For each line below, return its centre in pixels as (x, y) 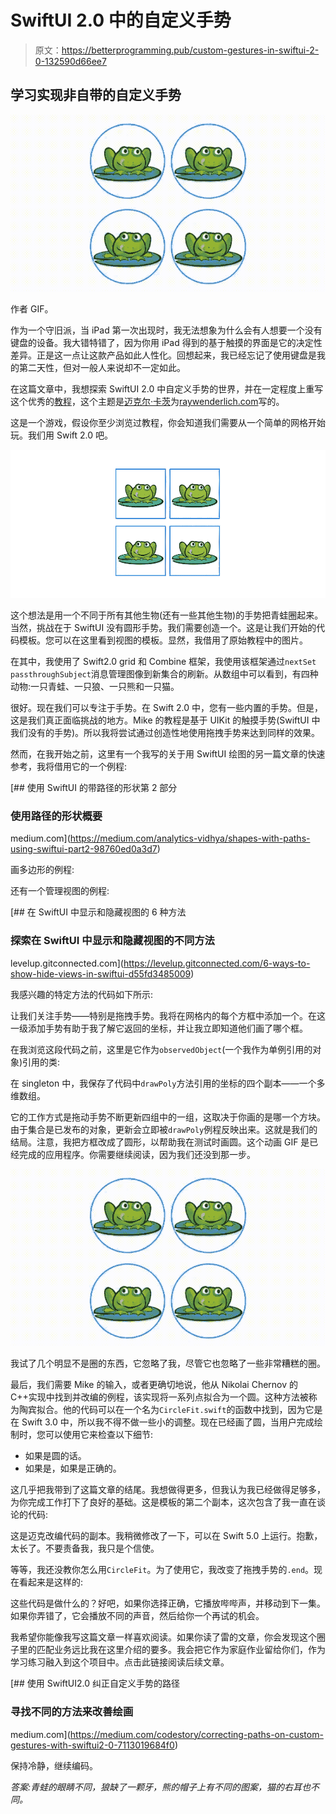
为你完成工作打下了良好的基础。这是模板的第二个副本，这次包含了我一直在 (163, 1502)
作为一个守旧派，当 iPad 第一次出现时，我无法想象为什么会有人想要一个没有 (166, 330)
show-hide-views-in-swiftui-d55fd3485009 (101, 973)
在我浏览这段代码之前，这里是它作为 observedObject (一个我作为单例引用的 (161, 1049)
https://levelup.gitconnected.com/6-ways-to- (217, 963)
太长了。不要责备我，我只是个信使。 (85, 1548)
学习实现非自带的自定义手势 (96, 95)
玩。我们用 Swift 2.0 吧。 (61, 435)
